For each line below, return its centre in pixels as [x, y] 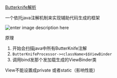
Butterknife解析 [21, 7]
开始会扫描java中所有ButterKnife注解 [50, 48]
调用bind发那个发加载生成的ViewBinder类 [54, 60]
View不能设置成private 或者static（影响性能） [51, 70]
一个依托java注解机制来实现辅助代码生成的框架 [53, 18]
